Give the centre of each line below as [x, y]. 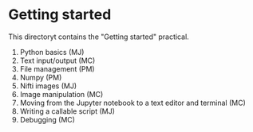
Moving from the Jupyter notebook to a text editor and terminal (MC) [132, 103]
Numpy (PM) [41, 77]
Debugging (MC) [47, 119]
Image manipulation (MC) [61, 94]
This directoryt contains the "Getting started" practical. [99, 37]
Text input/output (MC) [57, 60]
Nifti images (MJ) [48, 86]
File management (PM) [57, 68]
